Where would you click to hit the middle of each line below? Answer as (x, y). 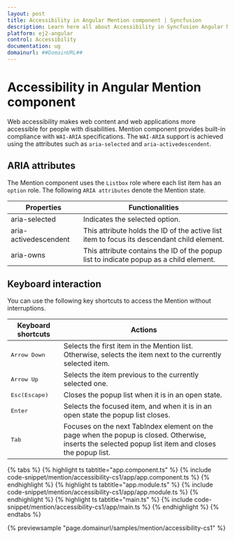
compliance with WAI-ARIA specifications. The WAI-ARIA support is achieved (115, 136)
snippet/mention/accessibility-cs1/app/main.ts (74, 507)
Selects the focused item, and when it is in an (137, 406)
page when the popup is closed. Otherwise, (135, 436)
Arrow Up (24, 379)
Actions (144, 330)
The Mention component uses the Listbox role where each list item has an (114, 182)
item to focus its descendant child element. (154, 239)
